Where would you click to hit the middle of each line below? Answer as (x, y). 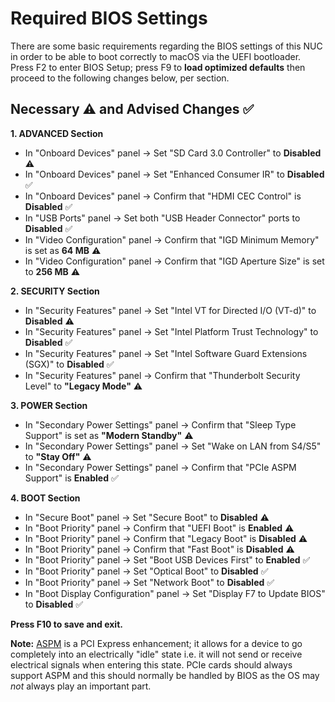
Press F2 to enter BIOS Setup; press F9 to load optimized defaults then (158, 67)
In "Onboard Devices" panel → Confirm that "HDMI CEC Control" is (163, 196)
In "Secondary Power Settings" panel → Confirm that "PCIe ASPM (160, 467)
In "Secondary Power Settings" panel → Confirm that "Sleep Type (160, 424)
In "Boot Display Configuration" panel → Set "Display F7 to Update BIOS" (175, 593)
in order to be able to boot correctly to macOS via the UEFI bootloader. (156, 56)
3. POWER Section (49, 405)
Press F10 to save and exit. (66, 624)
